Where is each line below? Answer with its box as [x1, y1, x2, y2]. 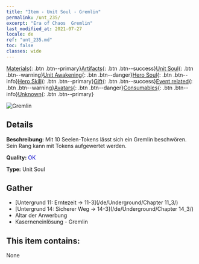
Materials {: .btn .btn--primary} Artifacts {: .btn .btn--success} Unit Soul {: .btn [6, 65, 194, 72]
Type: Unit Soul [6, 166, 45, 173]
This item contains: [6, 236, 80, 246]
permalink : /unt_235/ [6, 14, 61, 21]
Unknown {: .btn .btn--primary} [17, 90, 94, 97]
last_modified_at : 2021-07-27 [6, 25, 83, 32]
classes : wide [6, 48, 42, 54]
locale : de [6, 31, 34, 37]
